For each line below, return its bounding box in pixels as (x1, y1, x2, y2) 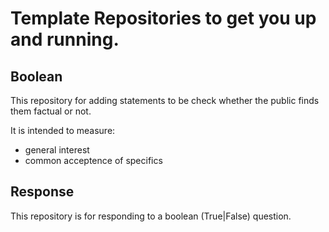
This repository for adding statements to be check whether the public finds (10, 95, 320, 106)
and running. (10, 28, 120, 51)
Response (10, 183, 75, 201)
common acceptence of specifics (24, 155, 163, 166)
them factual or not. (10, 105, 92, 117)
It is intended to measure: (10, 125, 116, 136)
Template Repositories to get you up (10, 7, 317, 30)
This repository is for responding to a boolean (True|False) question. (10, 210, 292, 222)
